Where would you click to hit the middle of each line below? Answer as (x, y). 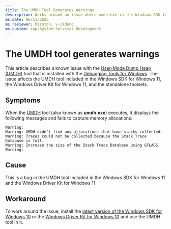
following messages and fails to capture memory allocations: (69, 118)
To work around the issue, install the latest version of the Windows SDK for (84, 211)
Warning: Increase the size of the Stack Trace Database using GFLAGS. (83, 145)
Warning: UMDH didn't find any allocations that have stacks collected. (84, 132)
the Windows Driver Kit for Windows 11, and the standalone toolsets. (77, 84)
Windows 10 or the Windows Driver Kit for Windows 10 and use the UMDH (83, 216)
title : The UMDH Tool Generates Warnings (50, 10)
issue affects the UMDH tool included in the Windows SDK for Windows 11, (83, 79)
